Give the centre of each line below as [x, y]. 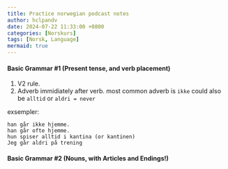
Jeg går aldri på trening [45, 143]
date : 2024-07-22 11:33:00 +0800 [56, 26]
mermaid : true [28, 46]
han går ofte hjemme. [39, 131]
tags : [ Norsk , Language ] [43, 40]
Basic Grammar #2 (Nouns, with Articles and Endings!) [88, 158]
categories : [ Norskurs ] [42, 33]
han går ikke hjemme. [39, 125]
